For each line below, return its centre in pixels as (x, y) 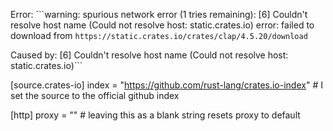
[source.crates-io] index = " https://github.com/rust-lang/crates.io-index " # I (166, 85)
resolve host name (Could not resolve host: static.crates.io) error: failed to (162, 25)
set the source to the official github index (95, 95)
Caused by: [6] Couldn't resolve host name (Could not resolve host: (149, 55)
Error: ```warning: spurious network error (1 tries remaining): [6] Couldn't (159, 14)
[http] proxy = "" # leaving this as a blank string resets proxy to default (155, 115)
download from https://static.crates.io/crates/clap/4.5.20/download (159, 35)
